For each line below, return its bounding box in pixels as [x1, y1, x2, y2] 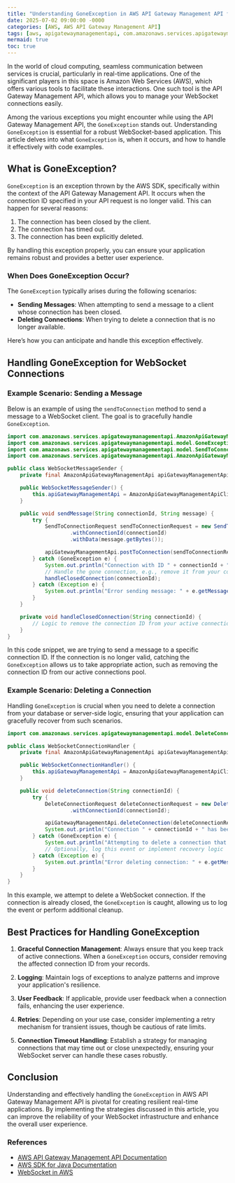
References [7, 1137, 48, 1147]
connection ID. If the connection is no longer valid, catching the [7, 653, 190, 662]
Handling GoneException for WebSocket [7, 357, 187, 369]
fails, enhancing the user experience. [17, 1001, 124, 1010]
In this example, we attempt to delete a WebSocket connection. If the [7, 891, 206, 899]
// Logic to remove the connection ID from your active [32, 620, 199, 627]
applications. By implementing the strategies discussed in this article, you [7, 1105, 219, 1113]
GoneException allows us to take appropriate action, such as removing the [7, 660, 218, 669]
